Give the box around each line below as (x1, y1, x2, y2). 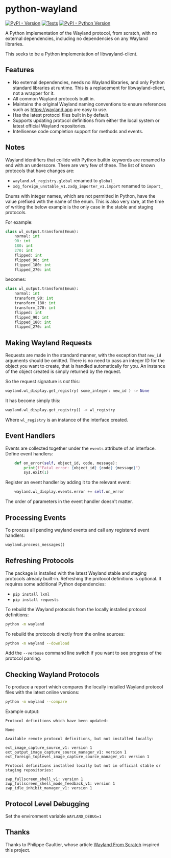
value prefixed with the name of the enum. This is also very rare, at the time (5, 198, 164, 204)
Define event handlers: (5, 450, 53, 456)
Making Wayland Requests (5, 339, 92, 347)
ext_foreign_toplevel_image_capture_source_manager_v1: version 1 (5, 754, 150, 760)
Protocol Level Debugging (5, 800, 89, 808)
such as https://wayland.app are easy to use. (12, 106, 108, 113)
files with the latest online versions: (5, 689, 80, 696)
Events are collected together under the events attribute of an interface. (5, 445, 156, 451)
